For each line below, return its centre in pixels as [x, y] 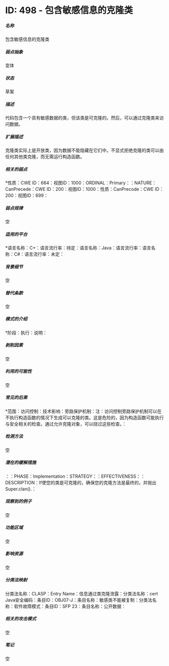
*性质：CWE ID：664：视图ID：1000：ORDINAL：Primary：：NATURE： [81, 183]
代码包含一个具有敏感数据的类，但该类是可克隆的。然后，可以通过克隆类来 [82, 118]
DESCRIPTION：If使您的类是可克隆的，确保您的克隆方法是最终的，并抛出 [81, 482]
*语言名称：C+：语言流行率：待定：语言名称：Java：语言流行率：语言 [78, 247]
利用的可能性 [18, 371]
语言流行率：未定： [44, 254]
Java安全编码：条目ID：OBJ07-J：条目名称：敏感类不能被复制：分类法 [79, 600]
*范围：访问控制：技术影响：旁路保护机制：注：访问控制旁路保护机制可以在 [83, 411]
